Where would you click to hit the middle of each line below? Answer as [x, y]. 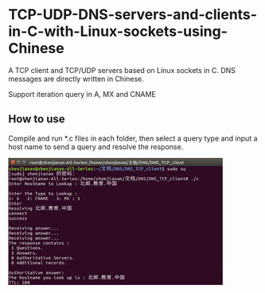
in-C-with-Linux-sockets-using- [118, 31]
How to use [37, 120]
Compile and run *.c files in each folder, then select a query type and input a [133, 138]
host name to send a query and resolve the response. [96, 146]
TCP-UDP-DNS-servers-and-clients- [132, 15]
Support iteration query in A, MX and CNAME [82, 94]
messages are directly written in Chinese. [76, 79]
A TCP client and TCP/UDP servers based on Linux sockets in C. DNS [122, 70]
